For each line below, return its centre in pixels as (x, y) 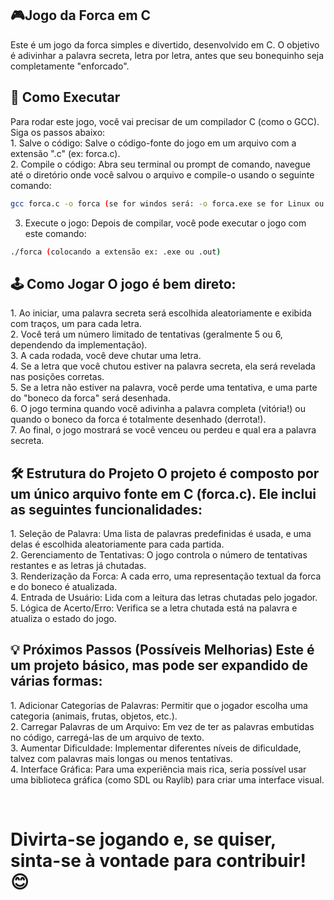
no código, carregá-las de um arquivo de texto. (107, 737)
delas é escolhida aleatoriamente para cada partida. (117, 544)
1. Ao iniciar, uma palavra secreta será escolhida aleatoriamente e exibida (161, 313)
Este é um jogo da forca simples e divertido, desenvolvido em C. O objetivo (165, 44)
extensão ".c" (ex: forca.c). (65, 153)
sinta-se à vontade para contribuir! (158, 861)
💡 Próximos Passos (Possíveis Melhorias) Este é (162, 650)
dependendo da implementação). (79, 345)
